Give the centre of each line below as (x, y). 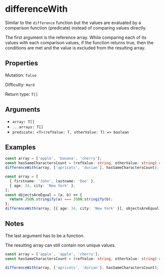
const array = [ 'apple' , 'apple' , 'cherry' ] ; (52, 254)
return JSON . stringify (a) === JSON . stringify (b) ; (61, 199)
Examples (20, 147)
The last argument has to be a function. (45, 235)
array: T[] (23, 122)
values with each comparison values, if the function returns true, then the (79, 42)
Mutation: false (21, 75)
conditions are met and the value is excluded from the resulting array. (75, 48)
